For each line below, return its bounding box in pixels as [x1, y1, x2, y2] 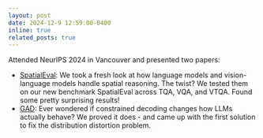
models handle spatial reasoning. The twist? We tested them [51, 79, 249, 88]
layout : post [8, 11, 51, 20]
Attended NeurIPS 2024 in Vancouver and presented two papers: [8, 55, 220, 65]
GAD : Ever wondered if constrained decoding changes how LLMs [19, 104, 233, 114]
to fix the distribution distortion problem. [19, 121, 152, 130]
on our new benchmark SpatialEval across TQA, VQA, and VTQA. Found [19, 88, 253, 97]
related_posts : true [8, 33, 77, 42]
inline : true [8, 26, 51, 34]
